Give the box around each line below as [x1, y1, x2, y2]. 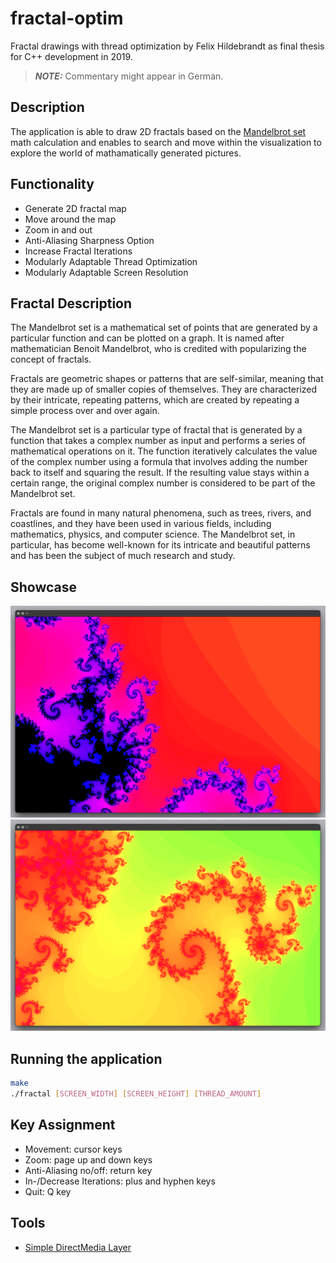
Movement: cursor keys [24, 1143, 123, 1155]
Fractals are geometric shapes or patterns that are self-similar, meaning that [10, 373, 324, 385]
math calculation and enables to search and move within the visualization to [10, 136, 322, 148]
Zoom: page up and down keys [24, 1153, 153, 1166]
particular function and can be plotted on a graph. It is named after [10, 332, 285, 344]
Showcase [10, 578, 78, 596]
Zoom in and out [24, 223, 93, 236]
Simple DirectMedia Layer [24, 1241, 132, 1253]
